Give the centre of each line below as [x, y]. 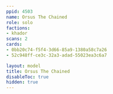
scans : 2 [17, 39]
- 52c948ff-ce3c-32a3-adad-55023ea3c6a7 [57, 55]
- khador [17, 33]
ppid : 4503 [20, 11]
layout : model [24, 66]
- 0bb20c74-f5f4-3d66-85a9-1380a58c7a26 [57, 50]
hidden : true [22, 82]
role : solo [20, 22]
